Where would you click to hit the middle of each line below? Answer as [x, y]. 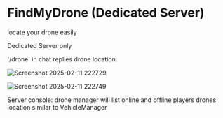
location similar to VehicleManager [57, 107]
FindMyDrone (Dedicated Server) [106, 13]
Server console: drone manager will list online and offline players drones [112, 100]
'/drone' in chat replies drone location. [62, 59]
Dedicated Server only [40, 45]
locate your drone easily [42, 32]
